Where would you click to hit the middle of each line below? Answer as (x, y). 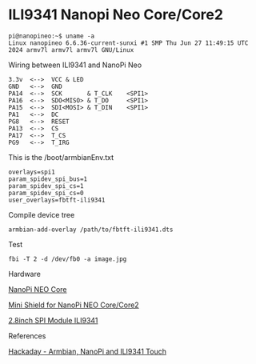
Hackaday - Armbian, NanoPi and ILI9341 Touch (87, 351)
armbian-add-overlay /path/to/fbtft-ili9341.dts (91, 230)
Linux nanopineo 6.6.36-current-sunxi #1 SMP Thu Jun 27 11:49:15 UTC (128, 43)
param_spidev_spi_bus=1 (48, 179)
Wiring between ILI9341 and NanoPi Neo (75, 65)
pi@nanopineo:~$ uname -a (51, 36)
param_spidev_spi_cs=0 (46, 193)
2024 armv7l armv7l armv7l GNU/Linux (71, 50)
